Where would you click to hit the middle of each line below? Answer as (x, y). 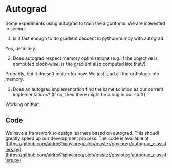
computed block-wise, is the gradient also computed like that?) (79, 64)
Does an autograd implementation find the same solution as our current (88, 89)
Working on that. (23, 104)
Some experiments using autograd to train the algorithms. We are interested (85, 23)
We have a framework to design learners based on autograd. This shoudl (82, 133)
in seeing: (16, 28)
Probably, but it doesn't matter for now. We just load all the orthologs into (82, 73)
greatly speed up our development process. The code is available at (77, 138)
